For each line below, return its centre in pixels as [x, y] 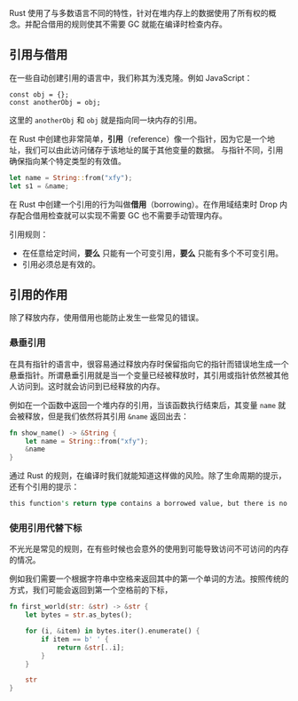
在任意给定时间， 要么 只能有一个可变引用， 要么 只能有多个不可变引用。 [153, 253]
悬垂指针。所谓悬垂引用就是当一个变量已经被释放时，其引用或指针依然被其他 [149, 374]
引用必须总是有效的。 [61, 264]
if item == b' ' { [75, 639]
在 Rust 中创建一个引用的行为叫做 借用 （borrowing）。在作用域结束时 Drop [143, 204]
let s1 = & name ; [39, 186]
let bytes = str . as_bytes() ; [79, 615]
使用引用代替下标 [46, 528]
